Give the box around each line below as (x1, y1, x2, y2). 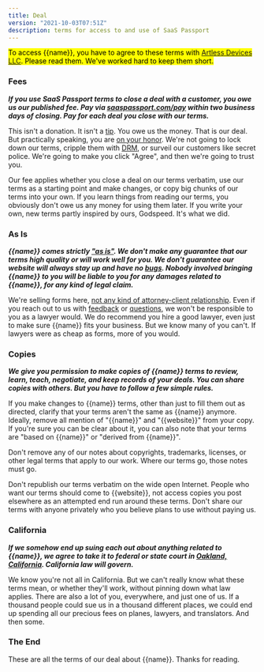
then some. (8, 617, 45, 626)
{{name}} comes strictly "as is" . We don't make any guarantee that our (8, 246, 247, 255)
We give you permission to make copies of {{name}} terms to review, (8, 367, 239, 376)
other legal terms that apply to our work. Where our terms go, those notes (8, 456, 248, 466)
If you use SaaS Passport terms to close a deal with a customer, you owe (8, 94, 252, 104)
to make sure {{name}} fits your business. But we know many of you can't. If (8, 320, 256, 330)
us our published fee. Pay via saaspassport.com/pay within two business (8, 102, 255, 111)
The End (8, 636, 41, 647)
